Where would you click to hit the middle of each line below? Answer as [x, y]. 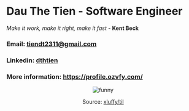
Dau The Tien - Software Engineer [94, 11]
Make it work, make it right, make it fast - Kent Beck [73, 28]
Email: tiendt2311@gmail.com [52, 44]
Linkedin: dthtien [32, 60]
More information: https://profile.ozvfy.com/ [75, 76]
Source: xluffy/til [103, 102]
